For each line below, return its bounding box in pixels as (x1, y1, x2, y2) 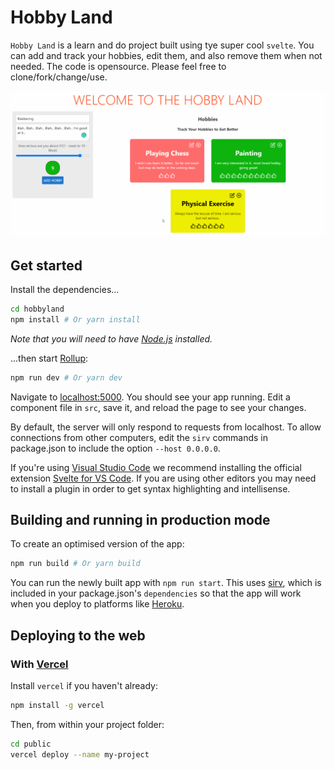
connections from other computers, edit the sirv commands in (10, 431, 269, 443)
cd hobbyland (10, 304, 65, 315)
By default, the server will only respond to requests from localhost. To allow (10, 421, 322, 433)
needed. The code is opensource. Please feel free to (10, 60, 227, 72)
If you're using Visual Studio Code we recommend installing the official (10, 461, 302, 473)
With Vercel (10, 657, 69, 671)
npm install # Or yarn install (10, 314, 141, 325)
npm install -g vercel (10, 701, 105, 711)
